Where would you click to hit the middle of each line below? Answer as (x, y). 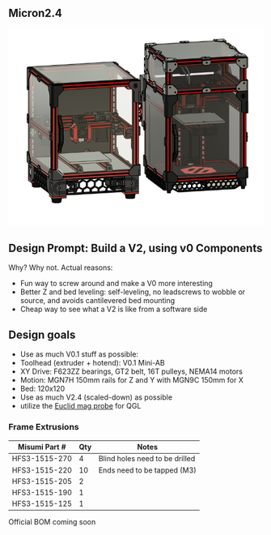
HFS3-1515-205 (42, 481)
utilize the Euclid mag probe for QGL (80, 406)
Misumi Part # (42, 447)
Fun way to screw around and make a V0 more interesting (116, 284)
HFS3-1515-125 (42, 504)
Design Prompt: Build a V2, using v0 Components (135, 248)
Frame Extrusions (44, 427)
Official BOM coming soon (52, 521)
